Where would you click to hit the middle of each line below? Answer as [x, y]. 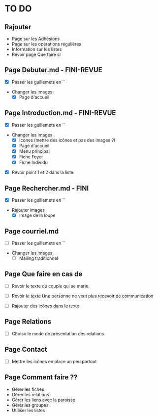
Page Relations [28, 322]
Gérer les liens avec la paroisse [44, 400]
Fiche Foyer [31, 157]
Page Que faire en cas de [44, 274]
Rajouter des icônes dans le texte [46, 306]
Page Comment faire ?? [41, 377]
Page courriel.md [32, 231]
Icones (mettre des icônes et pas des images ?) [67, 140]
